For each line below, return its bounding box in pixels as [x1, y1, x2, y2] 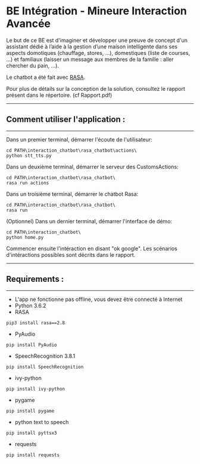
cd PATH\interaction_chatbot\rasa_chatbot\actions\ [6, 148, 137, 153]
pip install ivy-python [6, 386, 65, 392]
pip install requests [6, 452, 60, 458]
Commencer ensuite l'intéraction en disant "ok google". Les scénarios [6, 245, 177, 252]
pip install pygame [6, 408, 55, 414]
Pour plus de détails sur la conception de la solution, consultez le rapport [6, 85, 186, 92]
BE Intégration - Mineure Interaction [6, 4, 187, 18]
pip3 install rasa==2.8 [6, 319, 65, 326]
